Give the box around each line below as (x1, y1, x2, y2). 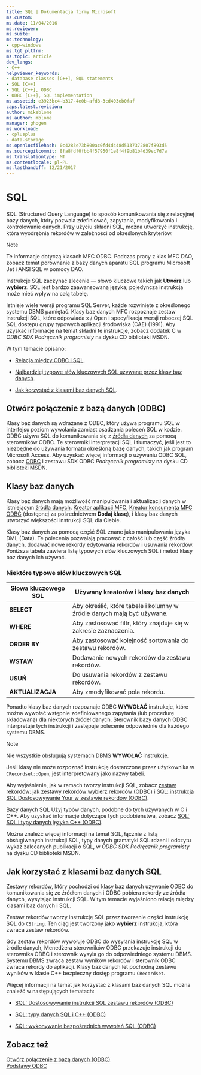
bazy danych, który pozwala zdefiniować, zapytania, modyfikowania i (6, 217, 178, 224)
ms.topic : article (6, 53, 52, 59)
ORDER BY (9, 640, 40, 648)
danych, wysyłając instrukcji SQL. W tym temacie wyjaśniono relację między (6, 895, 194, 902)
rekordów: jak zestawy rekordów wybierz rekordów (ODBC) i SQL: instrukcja (6, 788, 194, 795)
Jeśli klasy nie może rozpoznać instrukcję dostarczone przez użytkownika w (6, 763, 195, 770)
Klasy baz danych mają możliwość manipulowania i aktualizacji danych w (6, 497, 187, 504)
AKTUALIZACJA (9, 688, 57, 696)
